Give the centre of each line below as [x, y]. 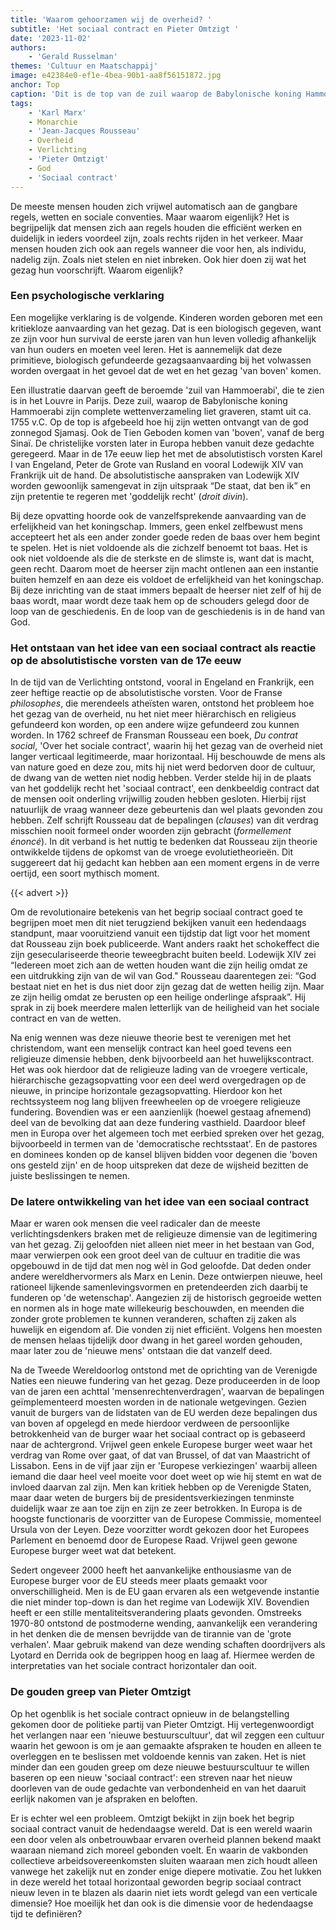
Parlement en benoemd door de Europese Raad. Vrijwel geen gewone [154, 1540]
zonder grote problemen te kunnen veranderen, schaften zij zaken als [153, 1319]
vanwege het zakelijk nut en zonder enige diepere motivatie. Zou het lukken [166, 1871]
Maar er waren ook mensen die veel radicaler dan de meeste [135, 1223]
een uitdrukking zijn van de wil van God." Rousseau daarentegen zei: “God [163, 976]
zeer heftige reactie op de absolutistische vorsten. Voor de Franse [146, 693]
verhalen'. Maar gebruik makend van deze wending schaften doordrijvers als [168, 1645]
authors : [28, 47]
